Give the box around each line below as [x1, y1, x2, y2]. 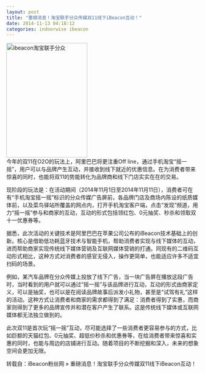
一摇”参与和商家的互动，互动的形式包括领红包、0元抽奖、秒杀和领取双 [19, 209, 196, 217]
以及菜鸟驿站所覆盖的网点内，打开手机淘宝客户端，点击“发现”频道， [22, 201, 193, 209]
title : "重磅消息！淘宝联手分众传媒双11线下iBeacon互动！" [6, 15, 142, 21]
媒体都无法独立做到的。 [6, 311, 65, 319]
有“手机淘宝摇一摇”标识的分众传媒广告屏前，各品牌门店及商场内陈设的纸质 [6, 194, 193, 201]
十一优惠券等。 [6, 217, 44, 224]
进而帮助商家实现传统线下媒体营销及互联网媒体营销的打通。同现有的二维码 [6, 245, 193, 252]
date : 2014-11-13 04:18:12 [6, 20, 75, 26]
